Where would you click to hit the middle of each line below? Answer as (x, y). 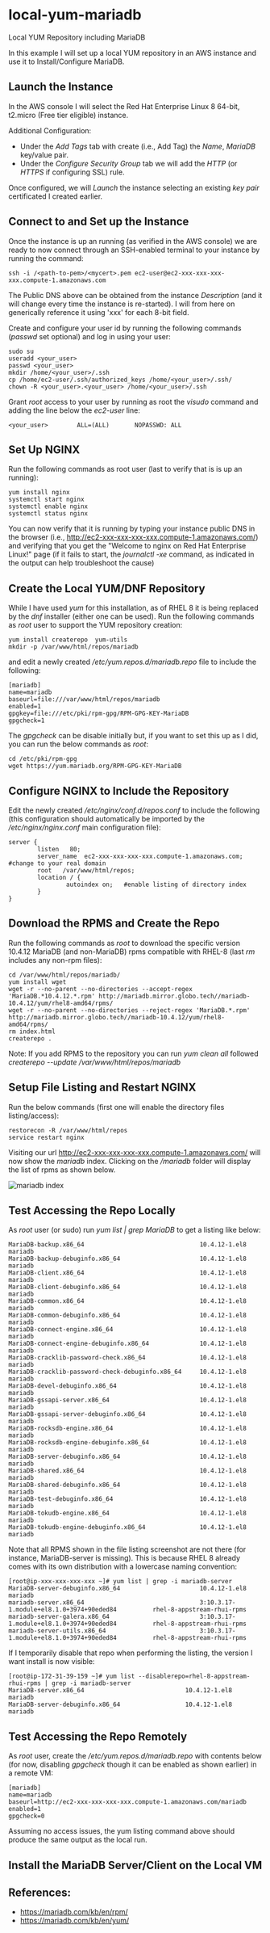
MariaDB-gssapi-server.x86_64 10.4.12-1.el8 (128, 1400)
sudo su (21, 351)
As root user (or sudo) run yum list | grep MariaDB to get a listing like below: (135, 1230)
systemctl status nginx (48, 514)
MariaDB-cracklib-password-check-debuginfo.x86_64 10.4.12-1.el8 (128, 1372)
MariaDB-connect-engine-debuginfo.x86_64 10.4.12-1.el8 (128, 1344)
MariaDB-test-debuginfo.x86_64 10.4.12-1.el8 (128, 1499)
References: (39, 1893)
